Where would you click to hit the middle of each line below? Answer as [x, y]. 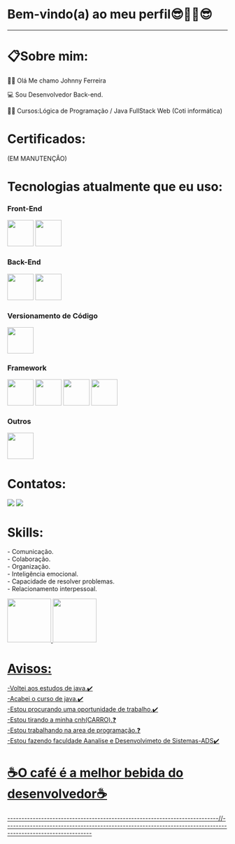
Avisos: [30, 669]
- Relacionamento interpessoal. [52, 589]
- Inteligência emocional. [43, 574]
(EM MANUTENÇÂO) [37, 158]
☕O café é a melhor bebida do [95, 773]
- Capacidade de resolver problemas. [61, 581]
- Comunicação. [30, 552]
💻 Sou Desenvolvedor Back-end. [55, 95]
